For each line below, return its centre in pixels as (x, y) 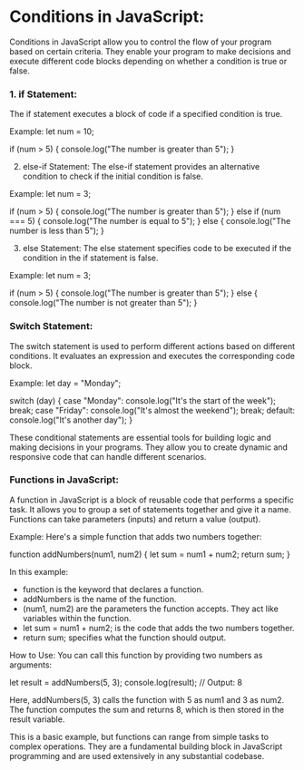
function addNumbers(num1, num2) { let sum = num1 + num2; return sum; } (150, 554)
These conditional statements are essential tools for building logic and (141, 437)
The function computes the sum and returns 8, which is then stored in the (147, 709)
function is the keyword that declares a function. (113, 589)
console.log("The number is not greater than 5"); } (103, 303)
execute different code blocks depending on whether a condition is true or (148, 61)
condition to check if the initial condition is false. (113, 176)
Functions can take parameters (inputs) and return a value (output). (135, 519)
